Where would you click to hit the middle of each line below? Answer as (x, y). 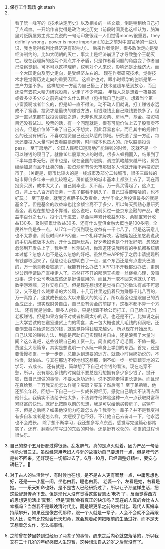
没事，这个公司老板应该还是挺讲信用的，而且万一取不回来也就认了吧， (87, 279)
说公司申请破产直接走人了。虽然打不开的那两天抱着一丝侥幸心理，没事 (87, 273)
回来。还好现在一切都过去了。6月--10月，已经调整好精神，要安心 (90, 458)
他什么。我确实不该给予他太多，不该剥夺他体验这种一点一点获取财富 (85, 398)
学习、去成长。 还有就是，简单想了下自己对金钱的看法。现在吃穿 (81, 366)
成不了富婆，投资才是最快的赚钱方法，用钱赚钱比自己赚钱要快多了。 (85, 111)
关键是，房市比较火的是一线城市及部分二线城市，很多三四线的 (93, 173)
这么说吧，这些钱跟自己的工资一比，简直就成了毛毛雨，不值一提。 (91, 341)
